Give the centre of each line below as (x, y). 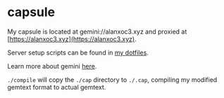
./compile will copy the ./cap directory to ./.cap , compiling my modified (112, 79)
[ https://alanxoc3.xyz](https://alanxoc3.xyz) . (72, 38)
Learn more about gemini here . (52, 66)
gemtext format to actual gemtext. (57, 87)
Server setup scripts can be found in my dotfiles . (78, 52)
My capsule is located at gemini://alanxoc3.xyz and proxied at (97, 31)
